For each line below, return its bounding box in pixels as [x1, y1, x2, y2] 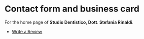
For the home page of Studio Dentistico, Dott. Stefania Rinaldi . [4, 19, 134, 25]
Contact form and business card [4, 3, 140, 14]
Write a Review [11, 28, 42, 34]
